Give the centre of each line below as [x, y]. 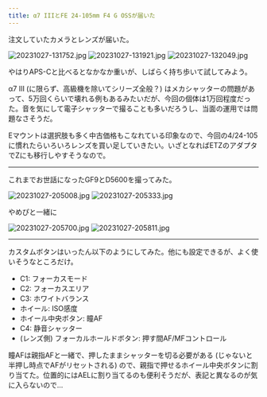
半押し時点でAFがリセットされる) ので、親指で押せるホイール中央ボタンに [130, 365]
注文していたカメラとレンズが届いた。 [71, 39]
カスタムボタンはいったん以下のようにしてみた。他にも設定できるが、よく [130, 251]
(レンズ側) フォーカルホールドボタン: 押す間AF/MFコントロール [123, 338]
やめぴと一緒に [33, 212]
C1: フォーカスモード [54, 278]
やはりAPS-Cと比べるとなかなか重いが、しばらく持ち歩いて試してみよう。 [130, 72]
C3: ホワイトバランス [54, 298]
